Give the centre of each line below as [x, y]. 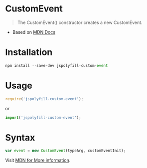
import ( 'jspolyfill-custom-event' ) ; [43, 118]
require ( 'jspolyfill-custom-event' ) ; [44, 99]
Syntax [20, 137]
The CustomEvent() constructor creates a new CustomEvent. [80, 22]
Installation [29, 52]
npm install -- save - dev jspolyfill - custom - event [57, 65]
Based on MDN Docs [34, 32]
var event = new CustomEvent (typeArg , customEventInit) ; [66, 151]
